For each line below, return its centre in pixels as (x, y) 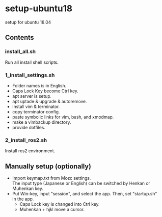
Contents (20, 38)
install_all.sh (20, 52)
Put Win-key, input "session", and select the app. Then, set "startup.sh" (84, 194)
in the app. (23, 199)
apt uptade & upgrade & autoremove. (50, 101)
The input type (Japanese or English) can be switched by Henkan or (81, 183)
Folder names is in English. (39, 85)
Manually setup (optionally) (48, 166)
